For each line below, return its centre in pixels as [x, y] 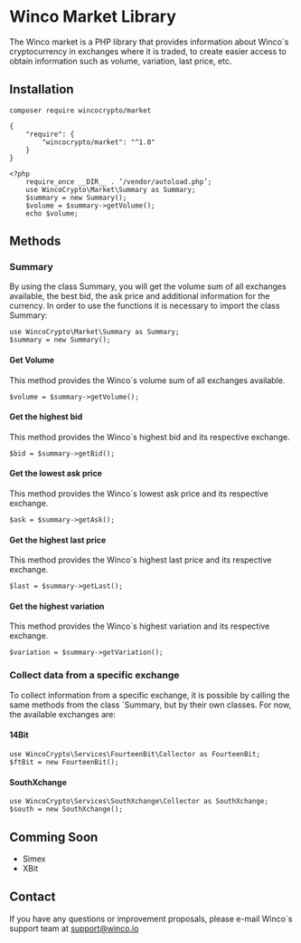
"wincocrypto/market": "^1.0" [99, 142]
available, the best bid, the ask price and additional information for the [140, 296]
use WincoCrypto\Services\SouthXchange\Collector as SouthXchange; [139, 802]
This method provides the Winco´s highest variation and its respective [140, 626]
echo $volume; [52, 213]
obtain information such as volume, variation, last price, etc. [121, 61]
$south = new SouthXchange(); [66, 809]
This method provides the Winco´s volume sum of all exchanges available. [147, 380]
